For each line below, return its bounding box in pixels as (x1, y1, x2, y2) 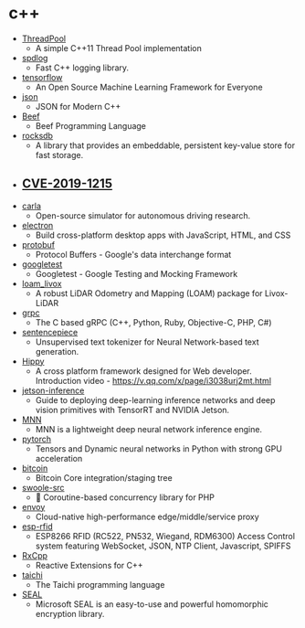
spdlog (21, 52, 48, 63)
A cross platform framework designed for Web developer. (35, 365, 252, 377)
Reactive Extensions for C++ (35, 559, 143, 570)
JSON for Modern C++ (35, 101, 121, 112)
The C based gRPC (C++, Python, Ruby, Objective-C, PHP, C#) (35, 316, 272, 327)
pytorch (21, 433, 52, 444)
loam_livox (21, 278, 62, 289)
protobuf (21, 239, 56, 250)
